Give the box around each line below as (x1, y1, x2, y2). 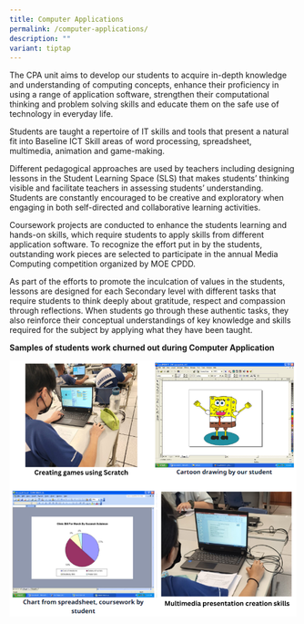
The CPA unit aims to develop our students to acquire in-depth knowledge (9, 69, 288, 81)
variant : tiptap (9, 44, 71, 53)
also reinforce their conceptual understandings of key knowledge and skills (9, 315, 291, 326)
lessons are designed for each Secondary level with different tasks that (9, 286, 277, 296)
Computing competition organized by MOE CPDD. (9, 258, 196, 269)
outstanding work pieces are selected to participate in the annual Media (9, 249, 279, 260)
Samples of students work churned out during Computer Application (9, 342, 275, 353)
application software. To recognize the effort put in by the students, (9, 239, 262, 250)
